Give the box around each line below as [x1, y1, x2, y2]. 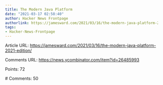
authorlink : [5, 20, 29, 25]
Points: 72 [5, 66, 25, 72]
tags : [5, 25, 16, 30]
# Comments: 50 [5, 75, 39, 81]
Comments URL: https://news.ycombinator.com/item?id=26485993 [5, 57, 140, 62]
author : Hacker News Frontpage [5, 16, 68, 21]
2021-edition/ [5, 48, 32, 53]
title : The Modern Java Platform [5, 7, 73, 12]
